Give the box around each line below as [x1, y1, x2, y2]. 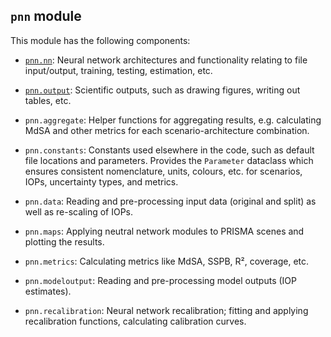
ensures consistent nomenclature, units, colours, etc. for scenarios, [24, 165, 303, 177]
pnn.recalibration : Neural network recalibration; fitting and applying [24, 304, 309, 316]
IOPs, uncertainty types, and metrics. [24, 175, 179, 188]
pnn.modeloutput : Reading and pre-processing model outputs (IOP [24, 274, 297, 286]
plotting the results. [24, 235, 105, 248]
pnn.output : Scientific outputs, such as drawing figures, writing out [24, 84, 301, 96]
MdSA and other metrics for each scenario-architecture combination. [24, 124, 310, 136]
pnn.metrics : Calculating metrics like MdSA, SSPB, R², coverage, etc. [24, 255, 310, 267]
